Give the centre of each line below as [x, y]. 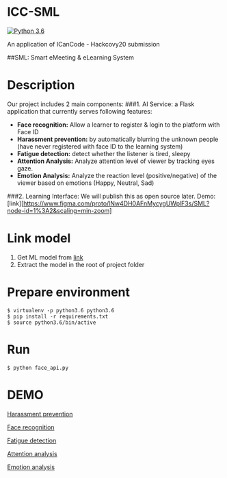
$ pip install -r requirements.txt [58, 316]
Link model [39, 239]
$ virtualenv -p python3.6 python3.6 [61, 310]
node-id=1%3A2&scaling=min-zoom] [59, 210]
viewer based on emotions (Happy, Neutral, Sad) [85, 183]
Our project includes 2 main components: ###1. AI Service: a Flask [101, 104]
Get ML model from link [50, 257]
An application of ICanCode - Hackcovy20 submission [84, 44]
